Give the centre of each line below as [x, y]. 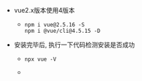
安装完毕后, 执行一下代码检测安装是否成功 [74, 45]
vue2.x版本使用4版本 [44, 10]
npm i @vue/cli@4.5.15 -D [62, 31]
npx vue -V [40, 59]
